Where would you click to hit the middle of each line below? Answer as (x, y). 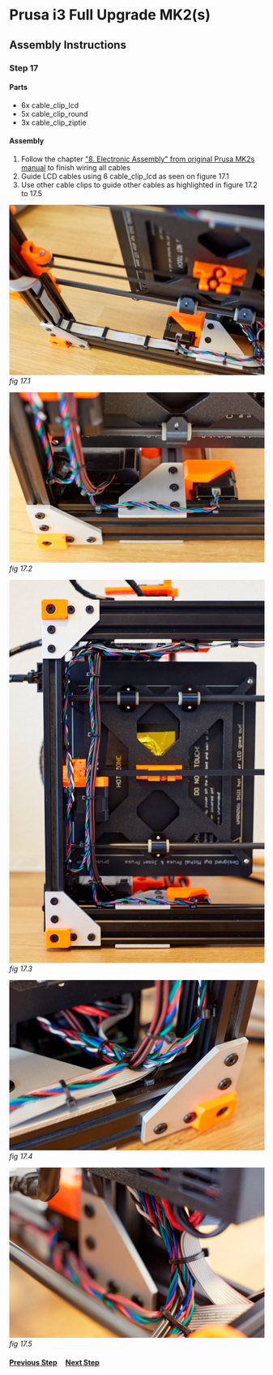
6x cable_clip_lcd (50, 105)
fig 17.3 (21, 968)
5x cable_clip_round (54, 114)
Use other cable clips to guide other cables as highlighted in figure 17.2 (139, 185)
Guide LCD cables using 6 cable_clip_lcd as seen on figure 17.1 (125, 176)
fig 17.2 (21, 568)
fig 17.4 (21, 1156)
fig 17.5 (21, 1344)
